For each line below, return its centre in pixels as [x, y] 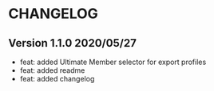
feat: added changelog [57, 79]
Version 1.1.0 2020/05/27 [73, 43]
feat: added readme [52, 70]
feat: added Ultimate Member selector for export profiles [113, 62]
